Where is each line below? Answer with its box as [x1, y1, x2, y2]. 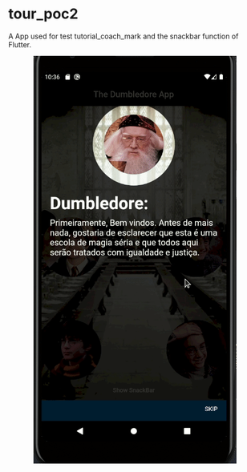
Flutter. [8, 39, 32, 49]
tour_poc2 [8, 5, 79, 23]
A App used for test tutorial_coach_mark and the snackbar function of [8, 31, 239, 41]
